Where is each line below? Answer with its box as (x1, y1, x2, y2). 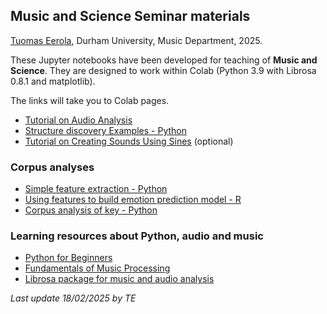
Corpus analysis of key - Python (24, 204, 158, 216)
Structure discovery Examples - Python (24, 124, 187, 136)
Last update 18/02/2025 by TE (10, 292, 137, 304)
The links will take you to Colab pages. (10, 94, 170, 106)
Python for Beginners (24, 252, 113, 264)
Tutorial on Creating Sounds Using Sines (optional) (24, 135, 234, 147)
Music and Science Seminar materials (10, 8, 251, 25)
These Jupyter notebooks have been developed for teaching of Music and (10, 54, 318, 66)
